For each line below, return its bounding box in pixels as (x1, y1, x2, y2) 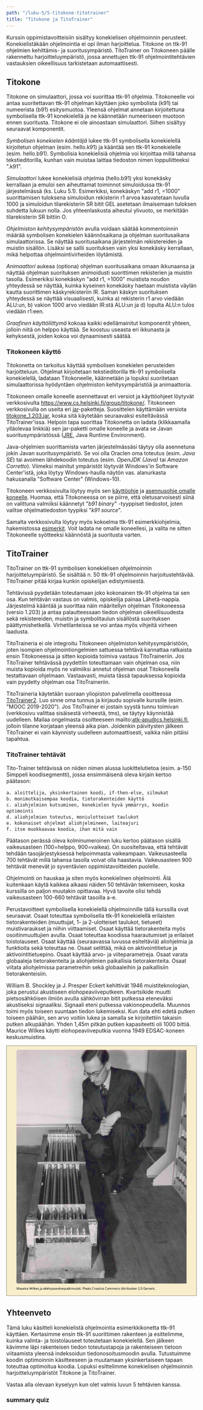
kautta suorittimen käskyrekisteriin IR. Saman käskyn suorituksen (6, 288, 168, 296)
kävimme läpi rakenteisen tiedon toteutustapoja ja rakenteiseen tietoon (6, 1343, 182, 1351)
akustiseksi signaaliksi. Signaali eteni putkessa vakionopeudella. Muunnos (6, 1001, 190, 1008)
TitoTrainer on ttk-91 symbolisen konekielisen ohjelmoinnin (6, 564, 152, 572)
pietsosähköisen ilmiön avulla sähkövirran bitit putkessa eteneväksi (6, 994, 173, 1002)
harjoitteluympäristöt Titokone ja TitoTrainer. (6, 1369, 117, 1376)
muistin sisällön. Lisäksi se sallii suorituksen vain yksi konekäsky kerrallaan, (6, 245, 195, 252)
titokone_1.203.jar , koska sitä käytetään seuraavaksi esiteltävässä (6, 412, 168, 419)
